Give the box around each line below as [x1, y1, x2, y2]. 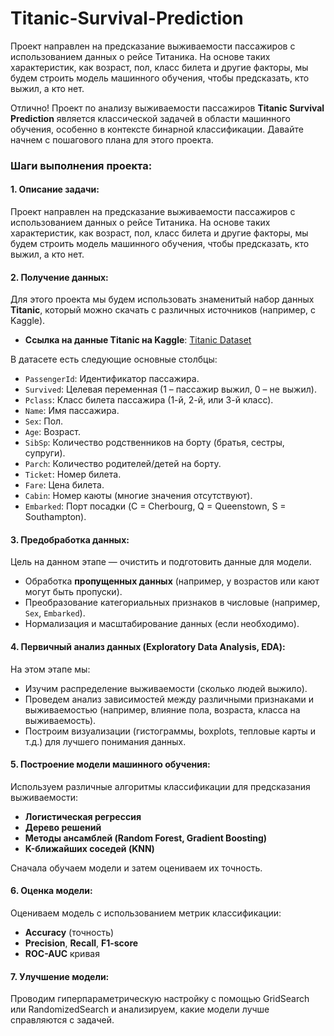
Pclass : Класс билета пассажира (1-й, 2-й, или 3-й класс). [24, 394, 274, 406]
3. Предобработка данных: [10, 533, 130, 546]
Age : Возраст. [24, 426, 81, 438]
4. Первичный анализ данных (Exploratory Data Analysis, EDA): [10, 641, 286, 653]
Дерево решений [24, 821, 102, 833]
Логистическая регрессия [24, 810, 142, 822]
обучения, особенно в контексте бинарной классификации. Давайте [10, 123, 304, 135]
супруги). [24, 447, 66, 459]
